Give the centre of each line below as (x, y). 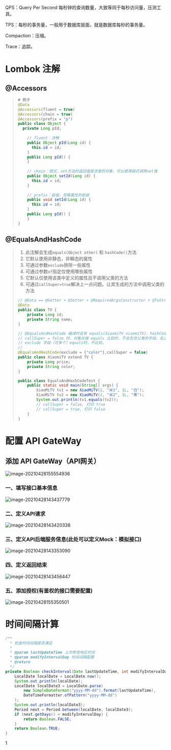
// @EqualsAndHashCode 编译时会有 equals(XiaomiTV (70, 333)
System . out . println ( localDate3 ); (50, 705)
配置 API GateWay (43, 441)
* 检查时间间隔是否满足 (31, 643)
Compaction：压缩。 (27, 36)
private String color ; (51, 367)
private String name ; (50, 319)
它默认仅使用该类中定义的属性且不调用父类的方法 (77, 278)
